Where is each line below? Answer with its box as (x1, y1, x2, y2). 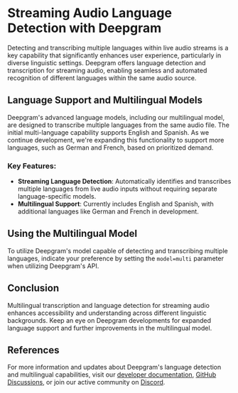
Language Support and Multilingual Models (7, 94, 203, 106)
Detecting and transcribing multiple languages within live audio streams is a (7, 43, 229, 52)
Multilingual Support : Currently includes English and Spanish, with (17, 200, 215, 209)
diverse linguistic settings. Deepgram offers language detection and (7, 58, 206, 67)
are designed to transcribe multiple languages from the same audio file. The (7, 121, 229, 129)
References (7, 344, 60, 356)
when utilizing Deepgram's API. (7, 261, 99, 270)
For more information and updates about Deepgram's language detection (7, 363, 222, 372)
